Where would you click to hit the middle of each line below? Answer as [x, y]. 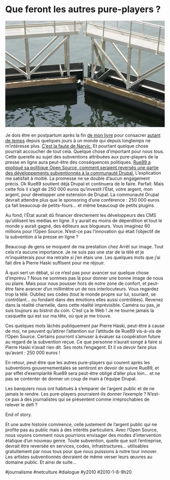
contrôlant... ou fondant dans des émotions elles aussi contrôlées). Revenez [84, 300]
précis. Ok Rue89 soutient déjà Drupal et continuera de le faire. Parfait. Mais [85, 184]
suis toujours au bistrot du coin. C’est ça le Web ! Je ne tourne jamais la [80, 310]
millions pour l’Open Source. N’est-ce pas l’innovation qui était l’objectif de [83, 232]
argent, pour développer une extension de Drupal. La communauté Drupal [82, 195]
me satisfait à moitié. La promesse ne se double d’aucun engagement [78, 178]
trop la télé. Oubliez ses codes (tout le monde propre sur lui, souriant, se [80, 294]
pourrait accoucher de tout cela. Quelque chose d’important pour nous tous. [85, 151]
